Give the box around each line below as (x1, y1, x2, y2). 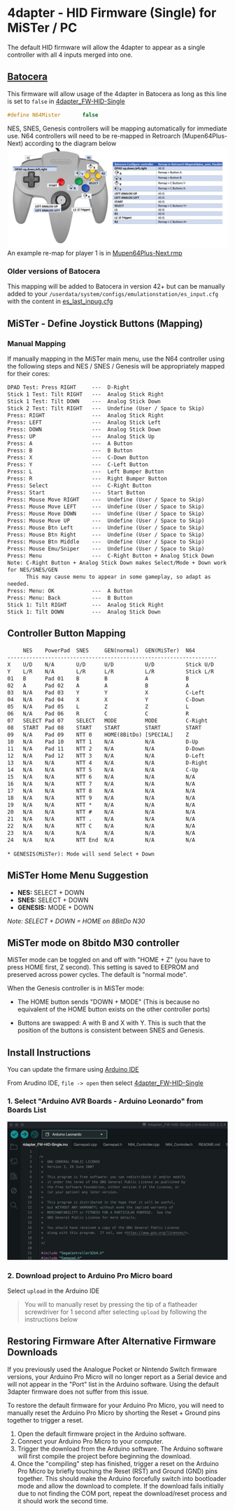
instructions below (24, 1315, 78, 1324)
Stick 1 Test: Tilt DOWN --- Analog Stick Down (7, 398, 161, 405)
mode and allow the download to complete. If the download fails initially (17, 1482, 224, 1490)
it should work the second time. (17, 1496, 108, 1505)
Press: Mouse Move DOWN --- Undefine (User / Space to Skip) (7, 510, 205, 517)
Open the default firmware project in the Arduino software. (17, 1430, 187, 1438)
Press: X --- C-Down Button (7, 454, 149, 461)
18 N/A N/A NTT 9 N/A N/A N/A (7, 794, 196, 801)
